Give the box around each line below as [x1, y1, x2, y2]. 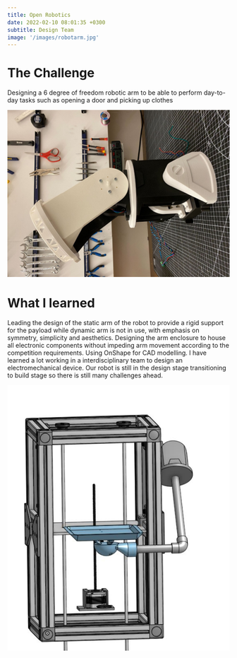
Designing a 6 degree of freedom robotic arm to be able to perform [7, 88, 202, 97]
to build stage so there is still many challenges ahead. [7, 371, 164, 380]
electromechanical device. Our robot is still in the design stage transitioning [7, 364, 227, 372]
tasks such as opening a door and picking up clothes [20, 96, 174, 105]
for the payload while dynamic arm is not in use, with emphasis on [7, 326, 200, 335]
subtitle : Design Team [7, 26, 74, 33]
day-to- [203, 88, 226, 97]
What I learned [7, 295, 95, 311]
